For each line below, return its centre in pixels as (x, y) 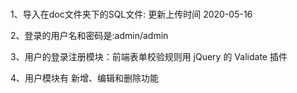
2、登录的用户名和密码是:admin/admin (89, 36)
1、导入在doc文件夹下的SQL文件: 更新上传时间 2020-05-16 (131, 14)
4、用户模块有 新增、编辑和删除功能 (84, 78)
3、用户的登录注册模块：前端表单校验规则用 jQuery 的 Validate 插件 (149, 57)
